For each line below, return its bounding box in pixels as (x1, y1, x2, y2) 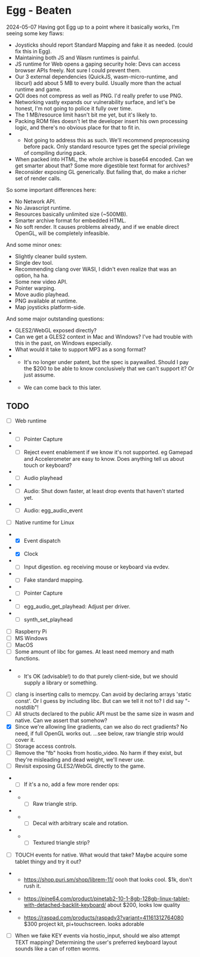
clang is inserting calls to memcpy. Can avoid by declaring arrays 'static (14, 690, 192, 698)
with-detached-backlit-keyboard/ (23, 901, 106, 909)
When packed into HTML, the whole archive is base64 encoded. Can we (14, 155, 193, 163)
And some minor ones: (6, 241, 62, 248)
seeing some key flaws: (6, 29, 64, 36)
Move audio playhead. (14, 291, 70, 298)
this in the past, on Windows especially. (14, 339, 112, 347)
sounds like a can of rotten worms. (14, 945, 100, 952)
